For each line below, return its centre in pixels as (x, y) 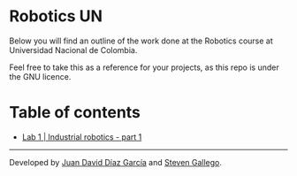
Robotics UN (56, 16)
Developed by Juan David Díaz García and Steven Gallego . (116, 162)
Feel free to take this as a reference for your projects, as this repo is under (145, 67)
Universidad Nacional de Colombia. (73, 50)
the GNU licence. (40, 76)
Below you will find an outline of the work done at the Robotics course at (141, 41)
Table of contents (75, 113)
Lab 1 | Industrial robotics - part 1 (82, 137)
